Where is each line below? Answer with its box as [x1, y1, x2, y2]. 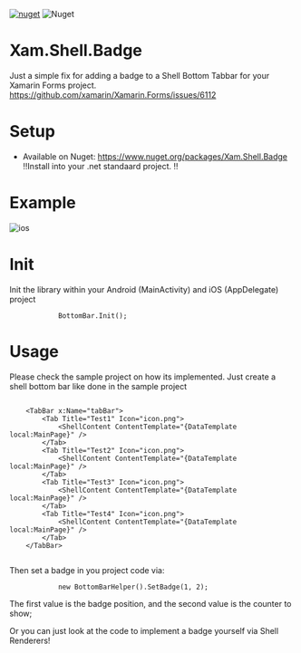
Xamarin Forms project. [9, 80, 97, 91]
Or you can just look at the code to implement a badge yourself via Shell [9, 625, 279, 636]
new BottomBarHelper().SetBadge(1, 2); [57, 582, 209, 591]
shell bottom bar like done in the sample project [9, 380, 188, 391]
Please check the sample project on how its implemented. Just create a [9, 371, 277, 382]
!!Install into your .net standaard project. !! [22, 160, 179, 171]
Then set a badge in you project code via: [9, 564, 165, 575]
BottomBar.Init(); [57, 311, 128, 321]
